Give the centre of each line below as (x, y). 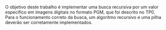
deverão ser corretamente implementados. (49, 22)
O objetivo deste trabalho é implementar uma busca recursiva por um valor (82, 7)
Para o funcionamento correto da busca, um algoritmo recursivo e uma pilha (83, 17)
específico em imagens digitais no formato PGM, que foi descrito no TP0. (80, 12)
